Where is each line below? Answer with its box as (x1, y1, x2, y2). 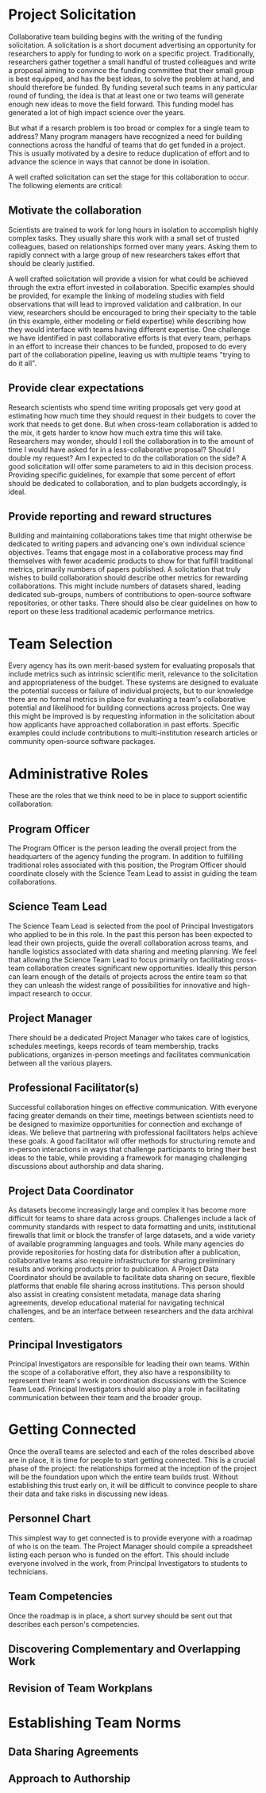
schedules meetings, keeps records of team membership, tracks (8, 1041, 219, 1051)
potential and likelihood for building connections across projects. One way (8, 703, 251, 712)
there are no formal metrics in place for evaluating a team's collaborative (8, 695, 246, 704)
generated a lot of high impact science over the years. (8, 107, 186, 117)
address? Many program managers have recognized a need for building (8, 131, 243, 141)
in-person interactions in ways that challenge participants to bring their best (8, 1144, 256, 1154)
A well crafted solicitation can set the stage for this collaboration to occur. (8, 172, 250, 182)
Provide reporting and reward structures (8, 510, 212, 523)
